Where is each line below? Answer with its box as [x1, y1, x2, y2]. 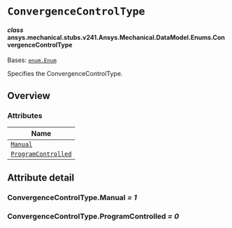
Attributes [7, 110, 43, 120]
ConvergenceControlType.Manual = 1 [7, 193, 138, 203]
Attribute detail [7, 172, 75, 184]
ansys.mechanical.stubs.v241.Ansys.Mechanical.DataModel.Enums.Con [7, 33, 225, 41]
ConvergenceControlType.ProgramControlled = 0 [7, 211, 180, 221]
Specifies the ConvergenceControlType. [7, 70, 123, 78]
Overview [7, 89, 51, 102]
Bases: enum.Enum [7, 56, 57, 64]
